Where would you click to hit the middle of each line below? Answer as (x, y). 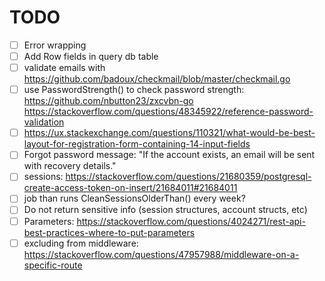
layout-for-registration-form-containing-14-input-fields (137, 144)
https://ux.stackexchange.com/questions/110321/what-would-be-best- (169, 133)
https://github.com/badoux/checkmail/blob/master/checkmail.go (157, 79)
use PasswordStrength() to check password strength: (134, 90)
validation (44, 122)
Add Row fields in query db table (91, 56)
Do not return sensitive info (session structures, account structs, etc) (165, 210)
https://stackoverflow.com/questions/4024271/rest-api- (191, 221)
